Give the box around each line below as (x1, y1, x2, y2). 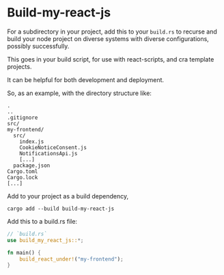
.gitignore (7, 114, 38, 121)
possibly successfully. (7, 42, 70, 50)
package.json (13, 162, 51, 169)
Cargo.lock (7, 174, 38, 181)
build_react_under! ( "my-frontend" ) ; (19, 255, 124, 263)
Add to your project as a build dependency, (7, 192, 128, 200)
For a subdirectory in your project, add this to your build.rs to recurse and (7, 27, 217, 36)
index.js (19, 138, 44, 145)
